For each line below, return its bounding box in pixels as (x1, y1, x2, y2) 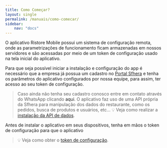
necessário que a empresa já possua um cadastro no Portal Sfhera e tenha (5, 70, 159, 76)
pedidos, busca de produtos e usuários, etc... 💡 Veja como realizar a (17, 107, 158, 113)
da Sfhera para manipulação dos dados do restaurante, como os (17, 101, 150, 107)
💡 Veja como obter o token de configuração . (17, 137, 109, 143)
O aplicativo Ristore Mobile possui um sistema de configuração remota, (5, 39, 152, 45)
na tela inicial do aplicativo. (5, 55, 61, 61)
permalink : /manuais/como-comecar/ (5, 16, 79, 21)
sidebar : (5, 21, 23, 26)
